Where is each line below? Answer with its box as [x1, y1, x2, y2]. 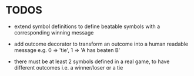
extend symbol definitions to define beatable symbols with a [14, 23, 160, 30]
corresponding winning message [14, 29, 94, 36]
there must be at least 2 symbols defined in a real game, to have [14, 58, 170, 65]
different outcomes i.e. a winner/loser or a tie [14, 64, 123, 71]
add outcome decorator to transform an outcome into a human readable [14, 40, 189, 47]
